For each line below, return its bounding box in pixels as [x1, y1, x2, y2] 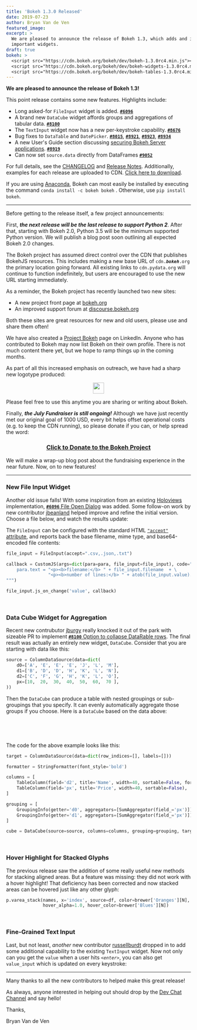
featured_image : [6, 25, 46, 31]
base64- [157, 533, 178, 540]
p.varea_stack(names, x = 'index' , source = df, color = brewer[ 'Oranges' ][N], [6, 897, 191, 903]
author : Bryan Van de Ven [6, 19, 69, 25]
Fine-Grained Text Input [6, 928, 76, 936]
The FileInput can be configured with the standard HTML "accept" [6, 526, 169, 534]
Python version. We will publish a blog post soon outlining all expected [6, 234, 176, 241]
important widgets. [11, 42, 59, 48]
